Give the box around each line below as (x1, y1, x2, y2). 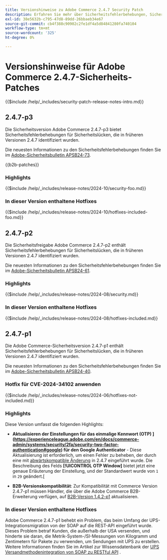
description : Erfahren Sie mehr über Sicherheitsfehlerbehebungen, (5, 12, 148, 17)
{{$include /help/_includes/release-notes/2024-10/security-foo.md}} (5, 185, 147, 191)
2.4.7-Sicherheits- (54, 72, 133, 83)
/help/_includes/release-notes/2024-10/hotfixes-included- (27, 209, 148, 215)
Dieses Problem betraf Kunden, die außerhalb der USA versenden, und (5, 528, 150, 534)
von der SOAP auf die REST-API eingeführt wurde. (50, 523, 153, 529)
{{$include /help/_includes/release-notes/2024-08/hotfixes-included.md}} (5, 315, 158, 321)
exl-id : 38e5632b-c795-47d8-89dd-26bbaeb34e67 (5, 16, 103, 21)
